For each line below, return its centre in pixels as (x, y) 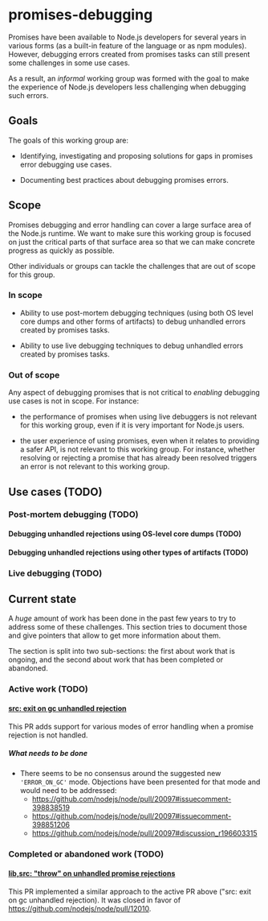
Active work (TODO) (48, 689)
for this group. (32, 275)
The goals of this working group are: (69, 140)
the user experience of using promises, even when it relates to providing (140, 441)
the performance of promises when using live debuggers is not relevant (138, 417)
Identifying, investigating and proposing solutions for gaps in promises (136, 155)
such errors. (28, 95)
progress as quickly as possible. (61, 250)
